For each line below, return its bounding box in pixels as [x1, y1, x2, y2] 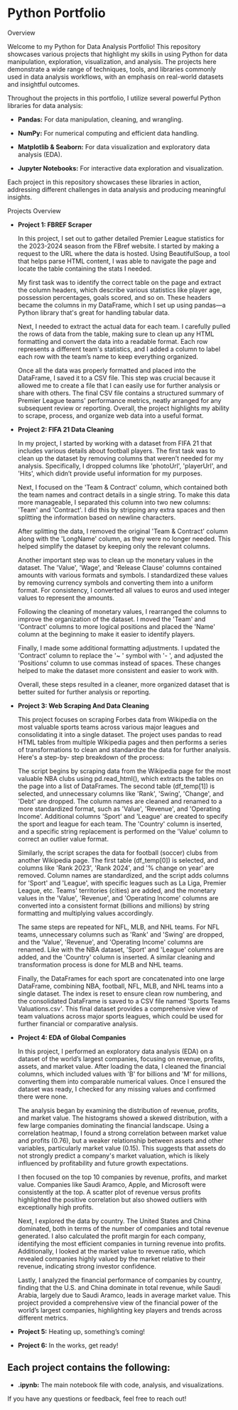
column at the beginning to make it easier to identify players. [17, 630, 195, 638]
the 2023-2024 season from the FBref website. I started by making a [17, 242, 220, 250]
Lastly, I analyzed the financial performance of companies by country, [17, 1276, 222, 1284]
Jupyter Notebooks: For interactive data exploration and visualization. [17, 163, 224, 172]
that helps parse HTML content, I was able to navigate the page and [17, 257, 217, 265]
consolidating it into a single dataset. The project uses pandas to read [17, 730, 222, 738]
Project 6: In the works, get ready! [17, 1341, 119, 1350]
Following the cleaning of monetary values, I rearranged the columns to [17, 607, 227, 615]
